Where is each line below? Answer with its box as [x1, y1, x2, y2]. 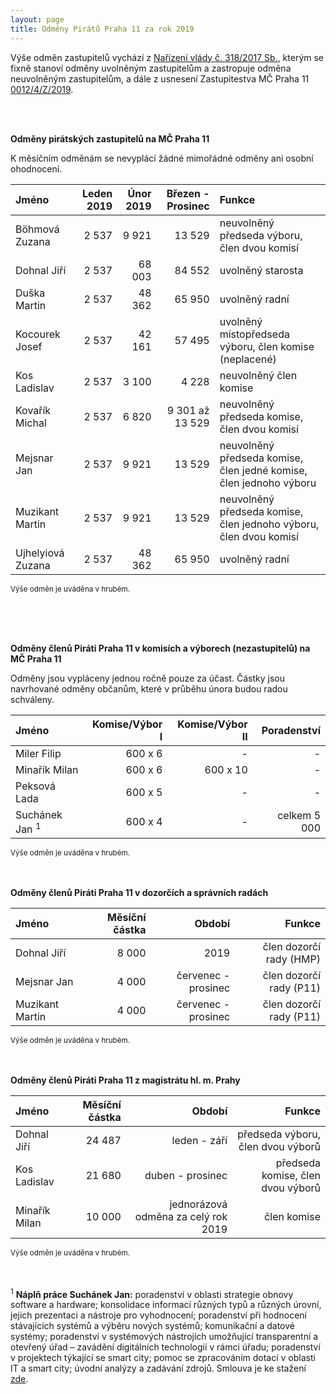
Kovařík [15, 403, 52, 417]
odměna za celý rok [134, 1209, 228, 1223]
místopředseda [219, 327, 290, 341]
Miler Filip [15, 746, 62, 760]
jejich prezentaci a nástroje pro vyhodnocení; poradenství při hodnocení [10, 1309, 307, 1321]
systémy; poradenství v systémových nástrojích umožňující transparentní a [10, 1331, 319, 1343]
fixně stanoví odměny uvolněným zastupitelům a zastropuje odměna [10, 62, 292, 74]
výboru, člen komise [219, 339, 315, 353]
